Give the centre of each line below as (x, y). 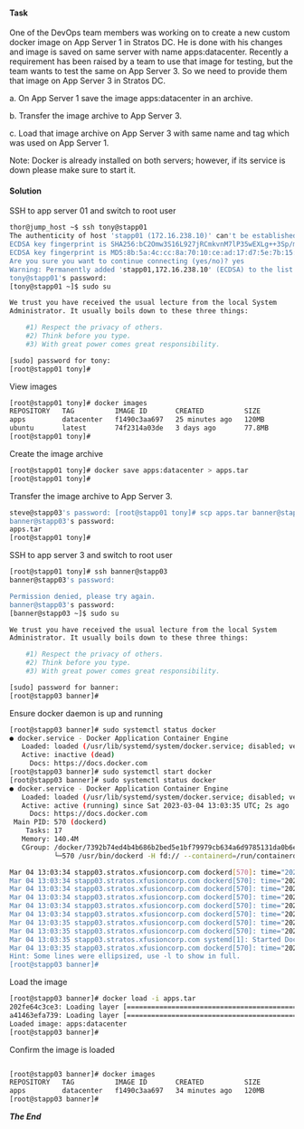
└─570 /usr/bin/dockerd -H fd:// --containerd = (145, 856)
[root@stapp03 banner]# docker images (82, 1074)
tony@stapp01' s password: (58, 278)
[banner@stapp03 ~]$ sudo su (64, 613)
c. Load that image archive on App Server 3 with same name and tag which (149, 133)
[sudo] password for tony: (60, 361)
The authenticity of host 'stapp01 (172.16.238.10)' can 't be (129, 236)
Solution (26, 191)
